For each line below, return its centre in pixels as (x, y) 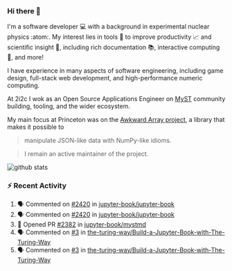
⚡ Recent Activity (37, 186)
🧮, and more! (25, 58)
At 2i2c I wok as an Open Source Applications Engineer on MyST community (116, 99)
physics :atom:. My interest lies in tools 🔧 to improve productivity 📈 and (109, 37)
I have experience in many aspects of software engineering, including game (115, 71)
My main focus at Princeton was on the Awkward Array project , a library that (116, 120)
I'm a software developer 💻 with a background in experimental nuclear (108, 26)
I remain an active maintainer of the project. (86, 154)
